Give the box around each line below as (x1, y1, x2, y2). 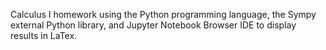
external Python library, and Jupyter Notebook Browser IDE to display (10, 19, 297, 31)
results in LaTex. (10, 30, 78, 41)
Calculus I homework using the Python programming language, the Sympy (10, 9, 317, 20)
